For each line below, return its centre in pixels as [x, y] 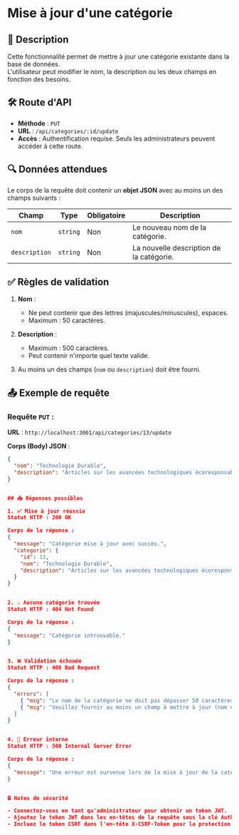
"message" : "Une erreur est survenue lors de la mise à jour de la [116, 772]
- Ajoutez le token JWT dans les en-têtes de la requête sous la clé [113, 818]
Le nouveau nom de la [169, 227]
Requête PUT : [31, 416]
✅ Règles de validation [58, 282]
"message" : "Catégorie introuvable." [70, 635]
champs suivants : [34, 198]
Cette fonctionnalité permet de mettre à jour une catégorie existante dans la [118, 56]
